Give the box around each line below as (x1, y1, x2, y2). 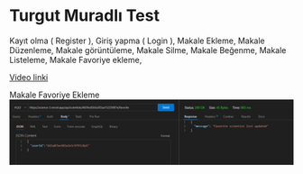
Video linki (9, 71, 49, 82)
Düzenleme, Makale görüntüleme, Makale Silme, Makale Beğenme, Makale (9, 44, 287, 55)
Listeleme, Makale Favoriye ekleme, (9, 54, 142, 65)
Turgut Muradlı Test (9, 5, 161, 26)
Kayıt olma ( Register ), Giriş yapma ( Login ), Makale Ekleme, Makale (9, 35, 266, 46)
